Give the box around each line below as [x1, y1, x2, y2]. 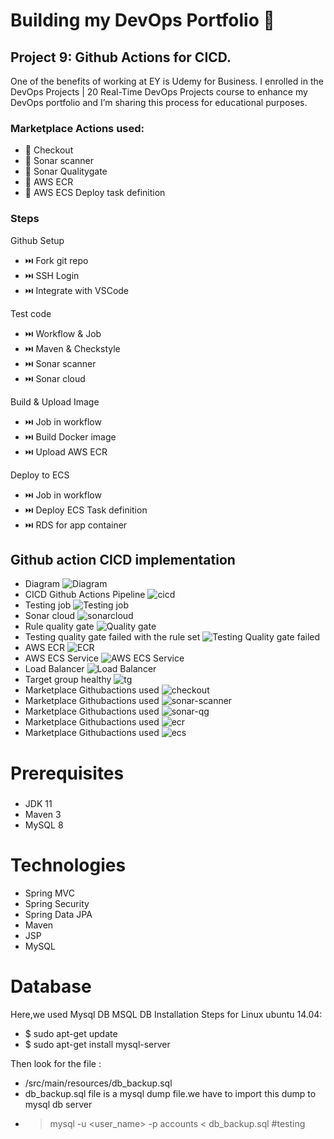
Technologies [10, 854, 127, 877]
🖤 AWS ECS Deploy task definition [24, 187, 166, 199]
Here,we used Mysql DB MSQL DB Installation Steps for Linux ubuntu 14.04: [10, 1008, 323, 1020]
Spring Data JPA [24, 908, 93, 920]
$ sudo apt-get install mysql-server [24, 1038, 171, 1050]
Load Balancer [24, 663, 85, 675]
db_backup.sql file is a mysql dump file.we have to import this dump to [24, 1087, 317, 1099]
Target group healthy [24, 674, 112, 686]
